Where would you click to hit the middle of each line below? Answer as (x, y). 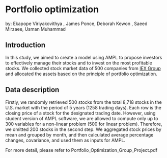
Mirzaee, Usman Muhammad (36, 29)
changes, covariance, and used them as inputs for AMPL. (65, 140)
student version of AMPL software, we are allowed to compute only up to (82, 118)
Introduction (25, 45)
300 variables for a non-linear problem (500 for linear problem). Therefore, (84, 124)
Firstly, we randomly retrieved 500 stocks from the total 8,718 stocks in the (83, 102)
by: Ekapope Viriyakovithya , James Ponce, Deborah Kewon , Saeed (76, 24)
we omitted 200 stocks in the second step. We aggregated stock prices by (83, 129)
